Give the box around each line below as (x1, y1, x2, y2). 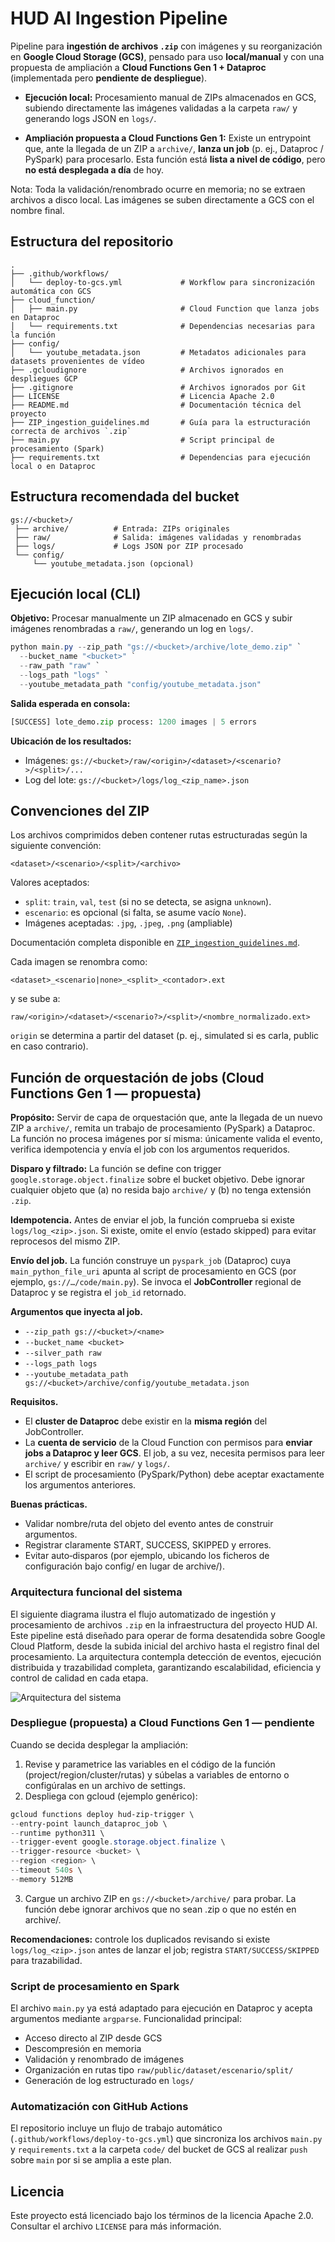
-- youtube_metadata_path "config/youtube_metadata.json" (19, 679, 262, 689)
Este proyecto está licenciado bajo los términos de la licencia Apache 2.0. (10, 2210, 314, 2222)
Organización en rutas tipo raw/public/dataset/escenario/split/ (24, 2064, 294, 2076)
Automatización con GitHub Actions (10, 2100, 189, 2114)
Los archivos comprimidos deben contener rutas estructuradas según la (10, 829, 308, 841)
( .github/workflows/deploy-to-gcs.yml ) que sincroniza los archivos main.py (10, 2133, 323, 2145)
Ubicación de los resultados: (10, 735, 132, 747)
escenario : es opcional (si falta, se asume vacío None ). (24, 907, 247, 919)
